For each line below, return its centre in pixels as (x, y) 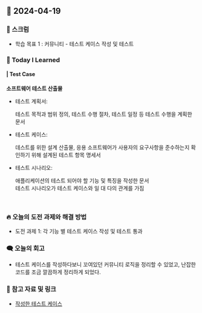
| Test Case (21, 74)
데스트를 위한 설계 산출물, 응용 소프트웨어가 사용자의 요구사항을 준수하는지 (102, 147)
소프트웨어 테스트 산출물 (34, 88)
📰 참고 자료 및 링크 (31, 289)
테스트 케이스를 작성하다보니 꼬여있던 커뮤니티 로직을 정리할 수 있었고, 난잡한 (106, 265)
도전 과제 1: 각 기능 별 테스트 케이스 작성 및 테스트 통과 (79, 231)
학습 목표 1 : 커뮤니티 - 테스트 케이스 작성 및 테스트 (74, 44)
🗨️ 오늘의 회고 (26, 248)
